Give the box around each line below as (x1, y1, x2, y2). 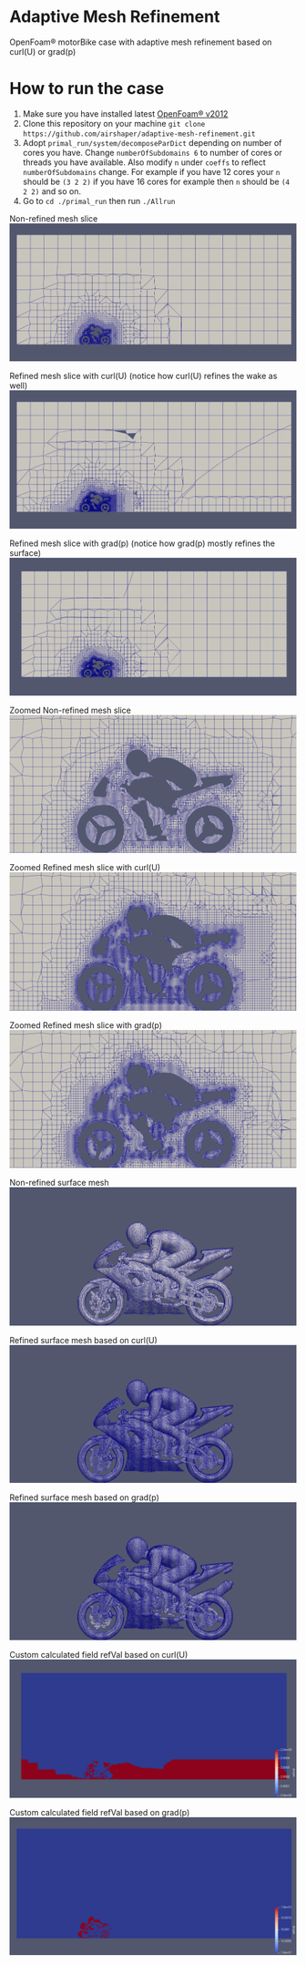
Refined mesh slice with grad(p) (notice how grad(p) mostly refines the (9, 538, 276, 549)
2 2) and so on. (22, 185, 82, 197)
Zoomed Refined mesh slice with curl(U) (9, 862, 161, 873)
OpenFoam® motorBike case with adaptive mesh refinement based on (9, 36, 272, 47)
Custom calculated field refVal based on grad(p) (9, 1806, 190, 1817)
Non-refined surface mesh (9, 1178, 109, 1188)
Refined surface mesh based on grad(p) (9, 1492, 159, 1503)
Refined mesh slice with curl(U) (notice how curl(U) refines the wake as (9, 371, 278, 382)
